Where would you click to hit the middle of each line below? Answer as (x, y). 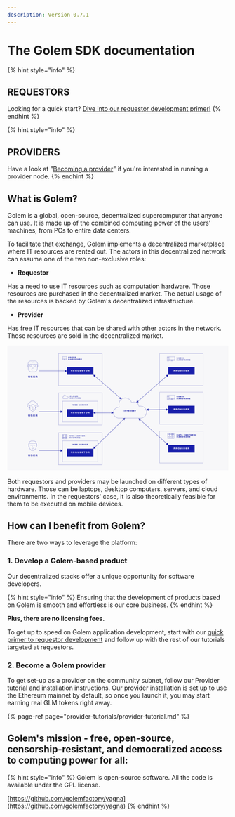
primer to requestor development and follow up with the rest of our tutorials (116, 639)
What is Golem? (42, 198)
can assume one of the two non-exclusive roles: (77, 259)
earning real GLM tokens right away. (60, 702)
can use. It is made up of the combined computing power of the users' (109, 223)
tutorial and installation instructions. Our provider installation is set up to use (117, 688)
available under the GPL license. (54, 785)
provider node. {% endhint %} (51, 176)
